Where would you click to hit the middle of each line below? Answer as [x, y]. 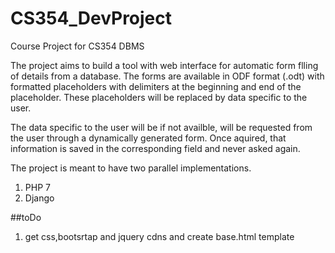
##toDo [26, 217]
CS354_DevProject [91, 18]
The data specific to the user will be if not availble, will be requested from [161, 127]
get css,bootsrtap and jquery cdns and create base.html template [159, 236]
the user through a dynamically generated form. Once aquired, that [148, 138]
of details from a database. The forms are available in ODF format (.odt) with [167, 76]
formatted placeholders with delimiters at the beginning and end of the [156, 86]
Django [39, 198]
